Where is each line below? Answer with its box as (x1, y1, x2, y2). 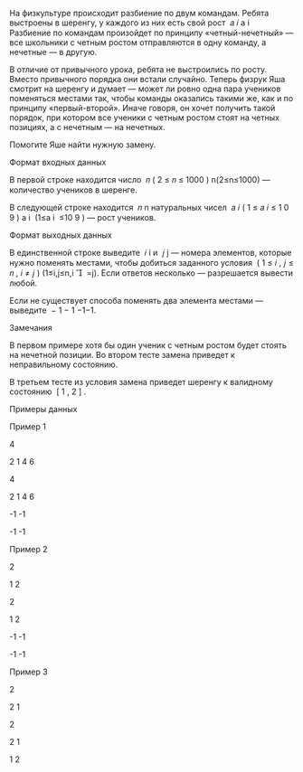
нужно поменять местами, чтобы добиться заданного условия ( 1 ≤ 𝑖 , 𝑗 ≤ (9, 258, 294, 268)
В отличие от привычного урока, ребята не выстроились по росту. (9, 64, 268, 75)
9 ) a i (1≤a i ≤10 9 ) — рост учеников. (9, 212, 156, 222)
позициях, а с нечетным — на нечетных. (9, 122, 166, 132)
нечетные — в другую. (9, 47, 98, 57)
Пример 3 (9, 666, 48, 677)
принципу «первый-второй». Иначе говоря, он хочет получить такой (9, 103, 276, 113)
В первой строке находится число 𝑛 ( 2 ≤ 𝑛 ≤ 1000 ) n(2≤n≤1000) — (9, 174, 270, 184)
